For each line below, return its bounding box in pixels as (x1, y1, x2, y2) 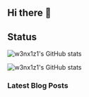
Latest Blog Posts (7, 81, 69, 91)
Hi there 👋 (7, 7, 52, 19)
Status (7, 31, 37, 43)
